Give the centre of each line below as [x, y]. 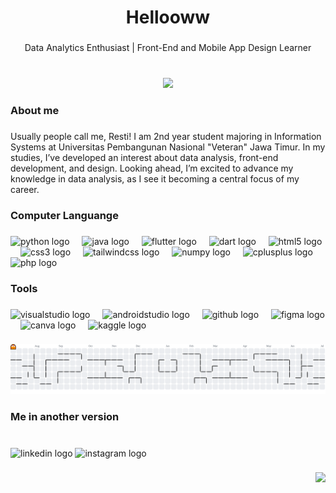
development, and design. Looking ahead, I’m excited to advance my [152, 168]
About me [35, 110]
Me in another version [65, 416]
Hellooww [168, 17]
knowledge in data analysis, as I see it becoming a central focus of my [155, 178]
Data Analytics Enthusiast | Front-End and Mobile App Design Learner [168, 48]
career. [25, 189]
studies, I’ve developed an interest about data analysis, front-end [144, 157]
